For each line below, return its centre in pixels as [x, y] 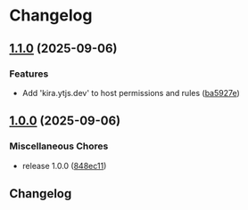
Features [29, 74]
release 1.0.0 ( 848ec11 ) [64, 166]
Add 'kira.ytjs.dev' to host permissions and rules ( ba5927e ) [131, 93]
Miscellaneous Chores [59, 146]
